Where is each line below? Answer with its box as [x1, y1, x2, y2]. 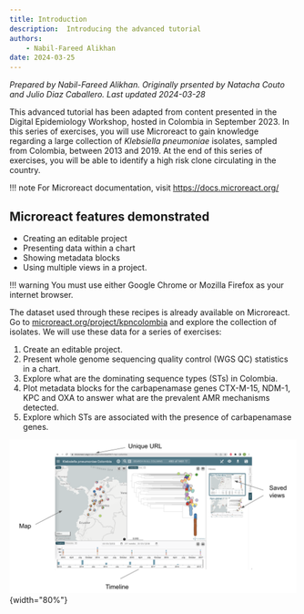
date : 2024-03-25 [9, 53, 76, 63]
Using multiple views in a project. [22, 261, 147, 272]
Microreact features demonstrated [9, 209, 210, 224]
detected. [22, 402, 59, 413]
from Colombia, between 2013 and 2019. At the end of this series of [9, 146, 263, 157]
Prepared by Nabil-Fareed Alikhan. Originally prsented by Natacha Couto [9, 79, 285, 90]
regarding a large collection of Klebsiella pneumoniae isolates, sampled [9, 136, 278, 147]
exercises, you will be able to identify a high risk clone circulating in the [9, 155, 277, 166]
